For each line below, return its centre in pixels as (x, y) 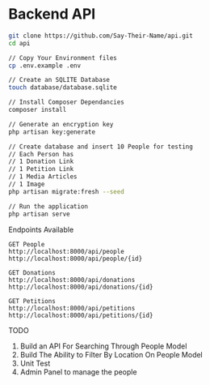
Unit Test (35, 363)
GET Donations (32, 272)
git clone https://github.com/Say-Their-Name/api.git (101, 36)
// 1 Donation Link (41, 162)
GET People (27, 244)
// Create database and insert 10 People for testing (101, 147)
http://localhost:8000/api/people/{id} (76, 259)
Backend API (52, 14)
